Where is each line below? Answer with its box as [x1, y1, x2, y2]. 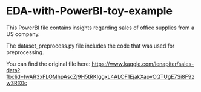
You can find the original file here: [6, 60, 91, 67]
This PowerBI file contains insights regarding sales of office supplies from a [6, 24, 195, 31]
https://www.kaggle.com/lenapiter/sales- [91, 60, 194, 67]
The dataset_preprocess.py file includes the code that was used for [6, 42, 175, 49]
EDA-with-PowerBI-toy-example [6, 4, 173, 18]
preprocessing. [6, 48, 44, 55]
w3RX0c [6, 79, 28, 87]
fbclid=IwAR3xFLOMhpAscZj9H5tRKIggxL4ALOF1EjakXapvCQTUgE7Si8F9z [6, 73, 195, 80]
